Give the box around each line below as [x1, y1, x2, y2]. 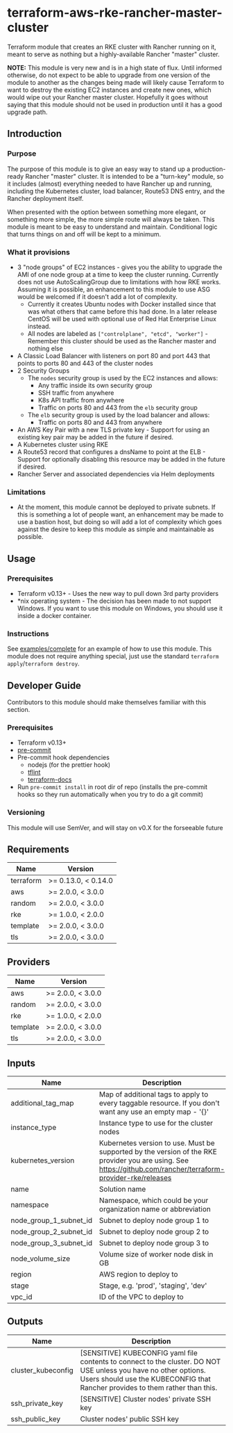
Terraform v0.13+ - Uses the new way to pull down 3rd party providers [17, 589, 219, 597]
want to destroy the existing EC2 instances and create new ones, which [7, 86, 212, 94]
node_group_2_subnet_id [10, 1227, 93, 1237]
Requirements [7, 843, 69, 855]
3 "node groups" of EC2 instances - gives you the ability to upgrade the [17, 263, 223, 271]
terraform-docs [27, 775, 72, 784]
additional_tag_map [10, 1099, 74, 1108]
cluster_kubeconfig [10, 1365, 74, 1375]
